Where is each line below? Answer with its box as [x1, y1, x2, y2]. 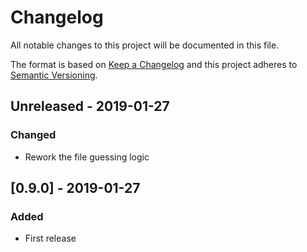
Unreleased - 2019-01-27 [10, 98, 170, 115]
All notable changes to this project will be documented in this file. [10, 39, 280, 51]
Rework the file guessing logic [24, 151, 150, 163]
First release [24, 232, 77, 245]
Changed [10, 128, 57, 142]
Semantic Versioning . [10, 69, 98, 81]
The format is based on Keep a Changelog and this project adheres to [10, 58, 298, 70]
